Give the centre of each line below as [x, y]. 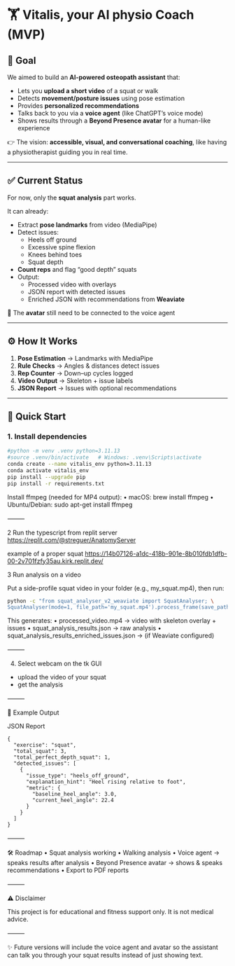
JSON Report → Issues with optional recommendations [97, 388]
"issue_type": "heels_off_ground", [78, 776]
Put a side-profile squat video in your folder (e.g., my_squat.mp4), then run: [116, 588]
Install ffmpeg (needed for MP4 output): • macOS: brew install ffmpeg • [111, 497]
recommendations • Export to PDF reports [68, 870]
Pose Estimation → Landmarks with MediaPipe [85, 358]
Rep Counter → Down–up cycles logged [75, 373]
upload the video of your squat [62, 677]
